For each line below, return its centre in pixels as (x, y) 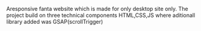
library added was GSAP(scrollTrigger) (55, 22)
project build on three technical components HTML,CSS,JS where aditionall (101, 15)
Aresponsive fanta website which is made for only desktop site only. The (97, 9)
